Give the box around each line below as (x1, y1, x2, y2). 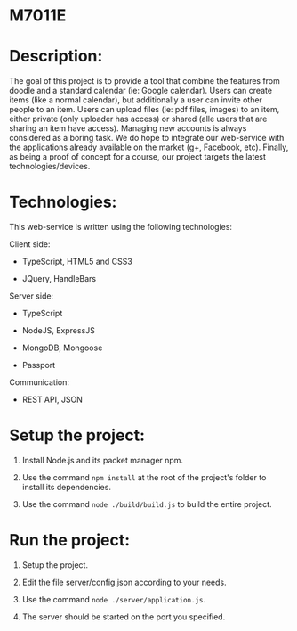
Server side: (9, 291, 54, 301)
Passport (21, 360, 56, 371)
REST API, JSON (21, 394, 83, 406)
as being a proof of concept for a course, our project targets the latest (9, 152, 267, 162)
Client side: (9, 239, 51, 250)
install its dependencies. (21, 482, 111, 492)
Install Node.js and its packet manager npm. (21, 455, 184, 465)
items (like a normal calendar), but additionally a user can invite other (9, 94, 262, 105)
